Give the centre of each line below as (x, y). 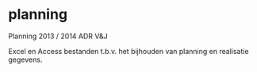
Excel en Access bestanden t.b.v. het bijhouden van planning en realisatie (128, 51)
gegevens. (25, 59)
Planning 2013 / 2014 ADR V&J (58, 36)
